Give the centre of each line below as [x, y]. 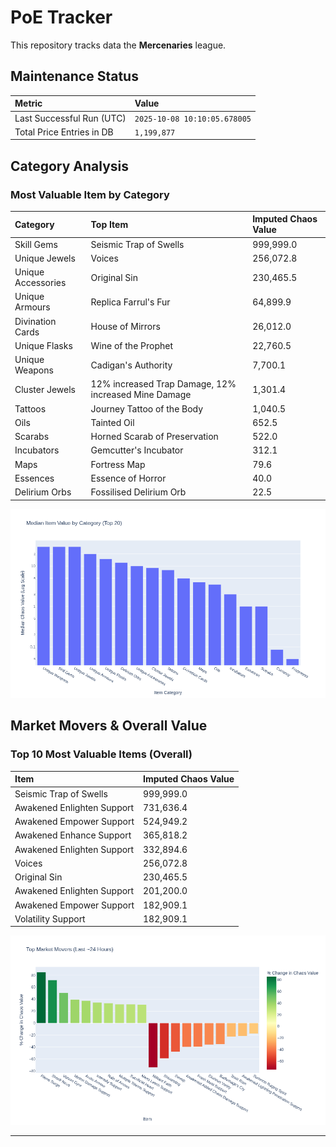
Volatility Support [50, 918]
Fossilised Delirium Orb [138, 492]
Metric [28, 103]
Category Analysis [70, 166]
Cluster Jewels [45, 389]
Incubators [37, 450]
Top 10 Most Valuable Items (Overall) [101, 754]
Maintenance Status [74, 76]
